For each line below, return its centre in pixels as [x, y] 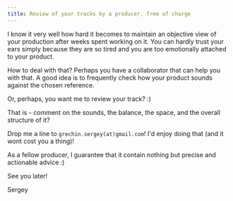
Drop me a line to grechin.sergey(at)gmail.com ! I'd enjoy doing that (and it [115, 133]
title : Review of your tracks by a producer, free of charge [99, 14]
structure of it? [29, 120]
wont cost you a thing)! [41, 141]
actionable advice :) [36, 162]
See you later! [28, 176]
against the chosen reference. [51, 85]
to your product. [31, 56]
